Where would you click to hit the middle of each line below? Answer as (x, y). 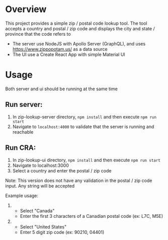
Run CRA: (21, 148)
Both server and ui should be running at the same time (62, 89)
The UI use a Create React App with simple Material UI (69, 54)
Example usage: (22, 196)
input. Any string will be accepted (40, 186)
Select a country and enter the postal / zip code (62, 170)
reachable (23, 132)
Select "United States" (43, 227)
